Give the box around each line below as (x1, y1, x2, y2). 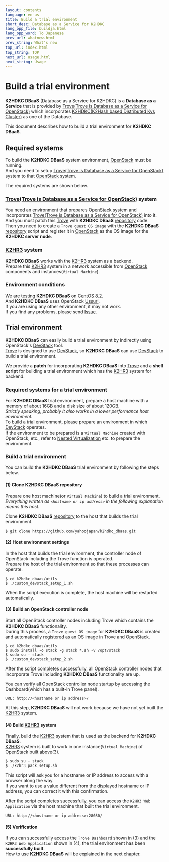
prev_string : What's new (5, 40, 57, 45)
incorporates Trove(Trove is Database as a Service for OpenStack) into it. (5, 212, 157, 218)
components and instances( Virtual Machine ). (5, 268, 100, 274)
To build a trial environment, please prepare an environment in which (5, 419, 147, 425)
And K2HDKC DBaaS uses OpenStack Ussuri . (5, 298, 100, 304)
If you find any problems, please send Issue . (5, 309, 97, 315)
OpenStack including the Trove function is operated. (5, 555, 114, 561)
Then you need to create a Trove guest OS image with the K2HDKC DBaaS (5, 223, 159, 229)
